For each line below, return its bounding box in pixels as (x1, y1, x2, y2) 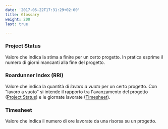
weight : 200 (5, 17, 30, 22)
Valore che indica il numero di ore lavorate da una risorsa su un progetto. (5, 118, 156, 124)
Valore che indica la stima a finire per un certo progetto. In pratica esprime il (5, 54, 163, 60)
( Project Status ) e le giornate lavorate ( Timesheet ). (5, 94, 110, 100)
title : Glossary (5, 12, 39, 17)
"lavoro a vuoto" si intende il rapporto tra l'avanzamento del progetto (5, 89, 148, 95)
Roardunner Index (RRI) (5, 72, 64, 79)
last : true (5, 21, 28, 27)
